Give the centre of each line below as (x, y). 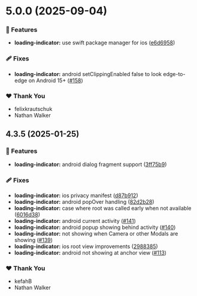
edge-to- (174, 74)
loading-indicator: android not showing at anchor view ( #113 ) (90, 253)
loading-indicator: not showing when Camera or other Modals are (96, 234)
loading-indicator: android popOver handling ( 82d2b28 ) (84, 202)
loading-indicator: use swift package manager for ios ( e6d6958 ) (95, 43)
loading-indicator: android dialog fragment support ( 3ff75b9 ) (90, 164)
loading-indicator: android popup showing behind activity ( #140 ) (95, 227)
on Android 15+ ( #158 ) (56, 80)
